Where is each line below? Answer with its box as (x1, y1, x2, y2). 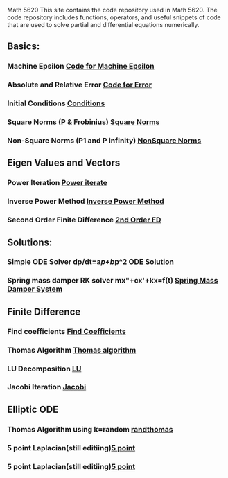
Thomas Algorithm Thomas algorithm (7, 345, 137, 355)
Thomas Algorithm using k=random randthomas (7, 424, 173, 434)
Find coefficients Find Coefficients (7, 326, 126, 336)
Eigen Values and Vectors (7, 157, 121, 169)
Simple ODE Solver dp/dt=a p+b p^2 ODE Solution (7, 257, 175, 267)
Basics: (7, 41, 40, 53)
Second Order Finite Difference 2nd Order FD (7, 215, 161, 224)
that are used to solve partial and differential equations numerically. (7, 21, 200, 28)
